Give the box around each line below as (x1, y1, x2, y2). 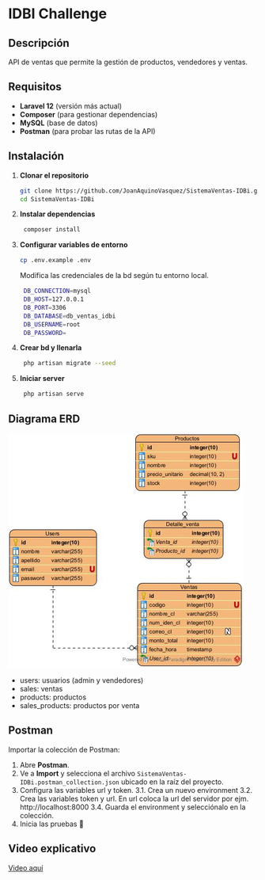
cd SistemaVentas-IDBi (19, 195, 95, 203)
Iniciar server (19, 374, 65, 383)
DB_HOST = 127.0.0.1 (23, 295, 85, 303)
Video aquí (8, 863, 44, 872)
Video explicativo (8, 842, 97, 855)
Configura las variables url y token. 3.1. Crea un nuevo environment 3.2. (19, 785, 253, 794)
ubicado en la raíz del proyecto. (121, 777, 224, 787)
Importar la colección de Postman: (8, 745, 120, 754)
